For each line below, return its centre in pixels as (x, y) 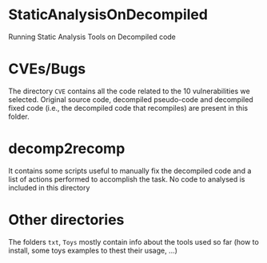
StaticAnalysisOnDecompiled (108, 15)
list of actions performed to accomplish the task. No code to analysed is (127, 179)
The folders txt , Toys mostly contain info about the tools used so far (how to (134, 241)
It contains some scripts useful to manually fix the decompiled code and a (130, 171)
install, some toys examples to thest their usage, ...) (93, 250)
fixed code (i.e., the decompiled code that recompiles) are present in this (128, 108)
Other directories (66, 220)
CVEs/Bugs (47, 69)
